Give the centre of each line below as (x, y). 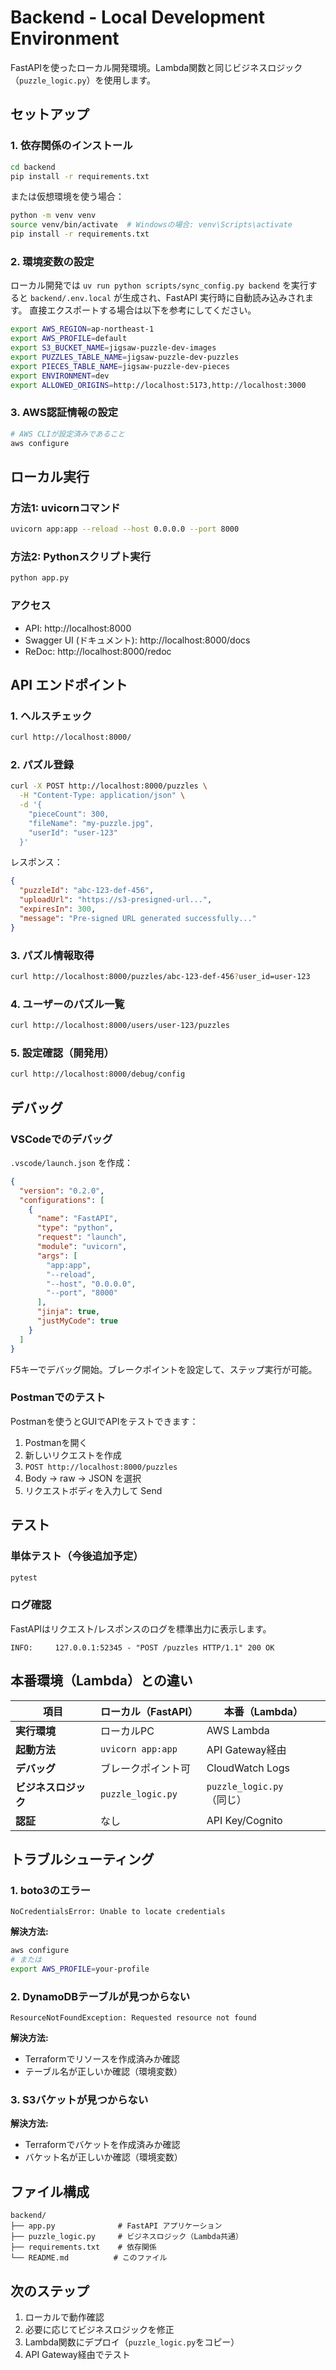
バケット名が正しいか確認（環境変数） (103, 2157)
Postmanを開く (56, 1442)
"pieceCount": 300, (69, 814)
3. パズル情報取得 (52, 955)
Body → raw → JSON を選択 (83, 1478)
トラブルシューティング (82, 1859)
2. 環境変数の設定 (52, 261)
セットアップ (50, 114)
